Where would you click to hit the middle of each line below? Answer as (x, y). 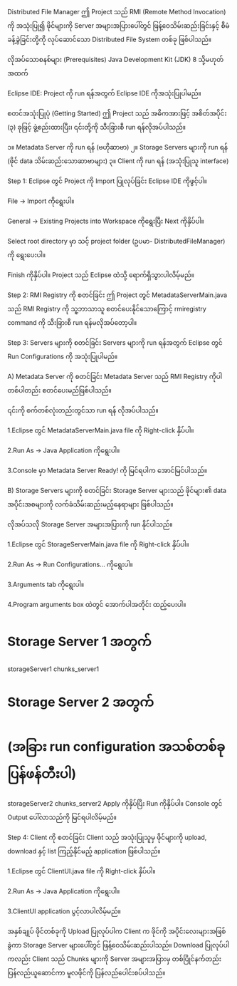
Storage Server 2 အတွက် (81, 702)
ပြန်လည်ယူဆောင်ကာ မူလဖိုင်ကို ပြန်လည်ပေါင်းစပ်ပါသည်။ (86, 973)
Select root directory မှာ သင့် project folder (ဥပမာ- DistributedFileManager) (116, 241)
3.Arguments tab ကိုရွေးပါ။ (46, 584)
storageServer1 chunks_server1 (53, 669)
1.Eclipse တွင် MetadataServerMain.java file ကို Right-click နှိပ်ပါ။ (101, 430)
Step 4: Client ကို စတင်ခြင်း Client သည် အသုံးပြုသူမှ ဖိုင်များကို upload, (107, 837)
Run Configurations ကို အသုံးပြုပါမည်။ (63, 356)
